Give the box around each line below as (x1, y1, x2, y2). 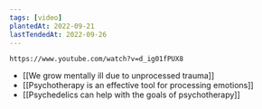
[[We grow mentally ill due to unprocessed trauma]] (22, 70, 215, 81)
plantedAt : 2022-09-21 (9, 22, 95, 31)
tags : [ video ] (9, 13, 63, 23)
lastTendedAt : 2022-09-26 (9, 30, 107, 39)
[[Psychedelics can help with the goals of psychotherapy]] (22, 89, 241, 100)
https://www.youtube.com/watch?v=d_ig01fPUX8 (9, 55, 183, 64)
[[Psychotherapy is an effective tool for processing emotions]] (22, 80, 255, 91)
